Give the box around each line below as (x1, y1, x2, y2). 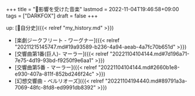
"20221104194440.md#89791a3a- (105, 77, 187, 84)
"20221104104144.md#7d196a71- (110, 50, 190, 57)
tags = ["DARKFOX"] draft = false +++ (6, 12, 98, 19)
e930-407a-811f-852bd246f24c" (14, 70, 95, 77)
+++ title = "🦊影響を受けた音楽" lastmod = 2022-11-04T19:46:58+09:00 (6, 6, 179, 12)
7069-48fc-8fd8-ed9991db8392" (14, 84, 96, 91)
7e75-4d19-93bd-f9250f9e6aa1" (14, 57, 94, 64)
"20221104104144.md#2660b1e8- (98, 64, 180, 71)
